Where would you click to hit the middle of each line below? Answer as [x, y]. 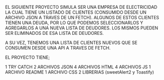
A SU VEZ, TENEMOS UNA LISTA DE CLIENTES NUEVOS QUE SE [71, 43]
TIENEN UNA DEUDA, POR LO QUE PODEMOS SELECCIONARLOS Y [74, 23]
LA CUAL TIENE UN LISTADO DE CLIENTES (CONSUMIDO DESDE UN [76, 12]
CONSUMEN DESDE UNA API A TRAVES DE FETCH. [58, 48]
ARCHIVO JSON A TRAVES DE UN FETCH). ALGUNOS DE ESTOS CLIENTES [82, 17]
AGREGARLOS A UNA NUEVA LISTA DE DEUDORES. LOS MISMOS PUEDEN [82, 28]
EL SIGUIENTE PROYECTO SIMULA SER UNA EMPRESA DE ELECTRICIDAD [81, 7]
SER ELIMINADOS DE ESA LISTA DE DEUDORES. [54, 33]
